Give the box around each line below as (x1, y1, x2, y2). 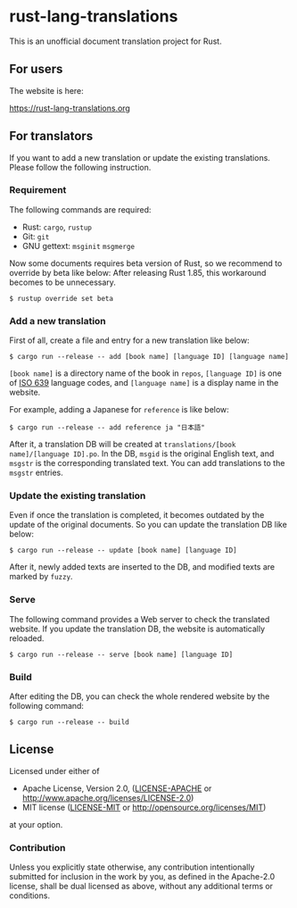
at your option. (9, 819, 63, 829)
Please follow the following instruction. (9, 162, 152, 172)
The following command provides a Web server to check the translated (9, 613, 270, 624)
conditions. (9, 890, 51, 901)
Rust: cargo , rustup (21, 221, 92, 232)
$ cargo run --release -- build (9, 718, 129, 727)
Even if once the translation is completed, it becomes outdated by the (9, 510, 265, 521)
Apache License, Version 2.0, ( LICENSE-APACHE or (21, 783, 212, 794)
